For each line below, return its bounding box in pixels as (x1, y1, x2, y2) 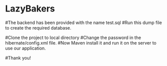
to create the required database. (5, 24, 71, 30)
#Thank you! (5, 54, 31, 60)
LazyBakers (5, 3, 55, 14)
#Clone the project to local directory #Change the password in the (5, 34, 141, 40)
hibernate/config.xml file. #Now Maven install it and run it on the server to (5, 39, 157, 45)
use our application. (5, 45, 46, 51)
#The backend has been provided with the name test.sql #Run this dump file (5, 19, 162, 25)
